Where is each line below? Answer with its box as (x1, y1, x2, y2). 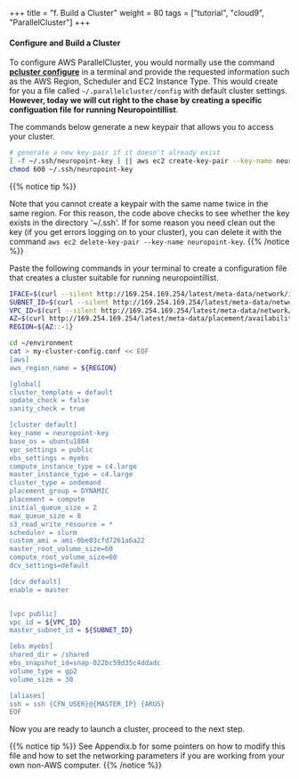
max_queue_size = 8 (9, 511, 82, 520)
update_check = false (9, 396, 90, 405)
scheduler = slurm (9, 528, 77, 537)
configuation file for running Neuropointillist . (9, 104, 179, 115)
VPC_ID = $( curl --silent (9, 306, 98, 315)
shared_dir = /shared (9, 650, 90, 660)
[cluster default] (9, 420, 77, 430)
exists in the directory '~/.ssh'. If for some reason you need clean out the (9, 217, 276, 228)
